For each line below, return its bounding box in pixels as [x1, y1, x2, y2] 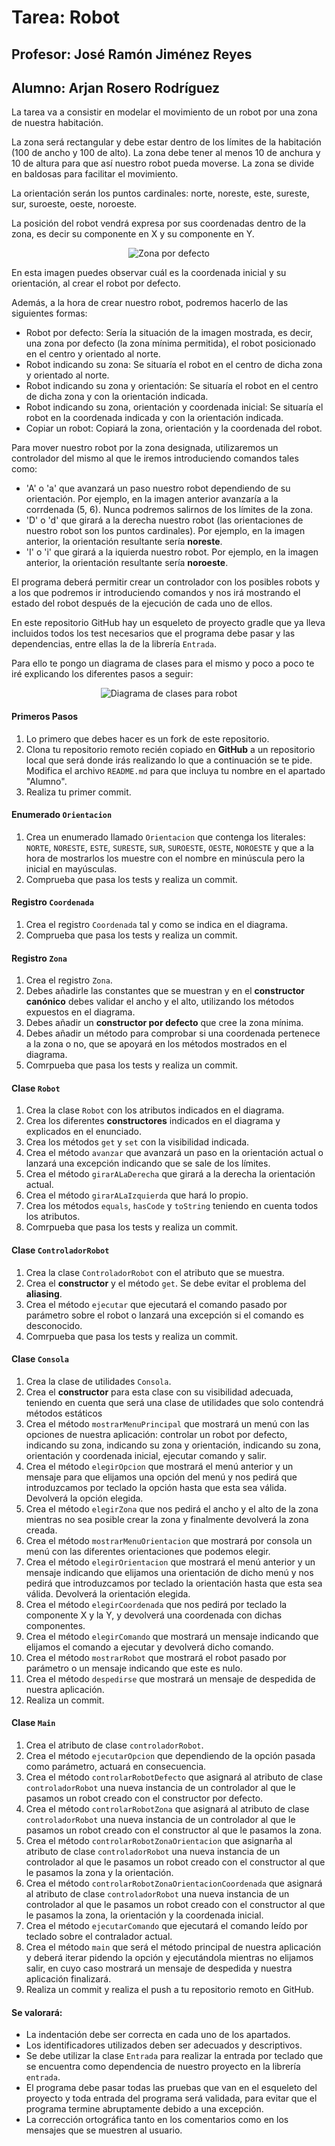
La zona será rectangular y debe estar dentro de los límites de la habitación [11, 136, 322, 148]
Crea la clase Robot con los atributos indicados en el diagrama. [25, 1104, 285, 1116]
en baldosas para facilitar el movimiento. [11, 168, 179, 180]
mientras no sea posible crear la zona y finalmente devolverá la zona [25, 1513, 309, 1525]
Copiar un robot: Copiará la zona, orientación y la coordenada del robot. [25, 422, 323, 435]
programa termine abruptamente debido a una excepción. [25, 2103, 264, 2115]
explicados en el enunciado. [25, 1126, 143, 1138]
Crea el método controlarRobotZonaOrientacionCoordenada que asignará [25, 1877, 323, 1890]
